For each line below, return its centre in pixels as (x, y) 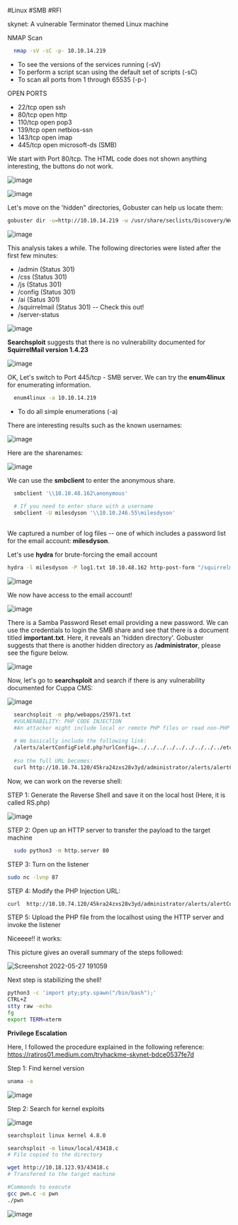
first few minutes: (33, 255)
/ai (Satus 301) (39, 299)
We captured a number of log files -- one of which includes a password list (117, 533)
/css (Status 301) (42, 277)
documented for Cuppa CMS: (50, 688)
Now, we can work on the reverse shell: (65, 781)
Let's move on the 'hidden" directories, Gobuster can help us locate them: (115, 207)
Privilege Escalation (37, 1033)
